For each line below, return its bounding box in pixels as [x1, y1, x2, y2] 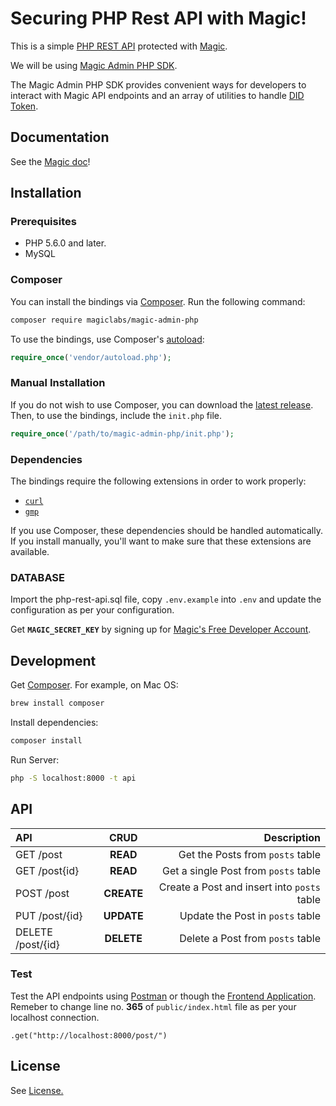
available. [10, 545, 50, 557]
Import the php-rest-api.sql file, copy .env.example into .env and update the [10, 593, 322, 606]
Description [263, 830, 321, 844]
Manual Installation [10, 376, 106, 390]
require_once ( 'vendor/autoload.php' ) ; [10, 352, 172, 362]
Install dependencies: [10, 716, 99, 728]
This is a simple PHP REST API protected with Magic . [10, 40, 228, 52]
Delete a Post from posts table [179, 931, 321, 945]
